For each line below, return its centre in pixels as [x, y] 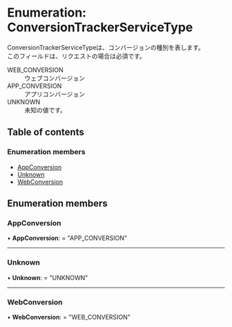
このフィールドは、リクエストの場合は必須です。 [77, 56]
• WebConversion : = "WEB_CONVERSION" [69, 317]
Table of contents [46, 132]
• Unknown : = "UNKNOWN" [48, 277]
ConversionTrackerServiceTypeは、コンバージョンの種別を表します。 [106, 47]
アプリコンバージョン [55, 94]
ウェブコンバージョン [55, 78]
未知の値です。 [46, 110]
